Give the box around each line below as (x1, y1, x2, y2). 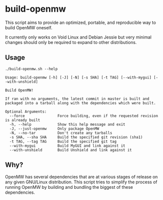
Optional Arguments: (5, 109, 47, 114)
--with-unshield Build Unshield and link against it (9, 147, 132, 152)
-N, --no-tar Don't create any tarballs (9, 130, 112, 135)
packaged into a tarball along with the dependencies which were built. (5, 100, 156, 105)
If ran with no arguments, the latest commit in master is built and (5, 96, 150, 101)
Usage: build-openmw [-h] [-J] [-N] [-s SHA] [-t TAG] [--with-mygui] (5, 75, 152, 80)
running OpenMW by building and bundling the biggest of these (5, 184, 133, 190)
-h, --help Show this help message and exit (9, 122, 125, 127)
